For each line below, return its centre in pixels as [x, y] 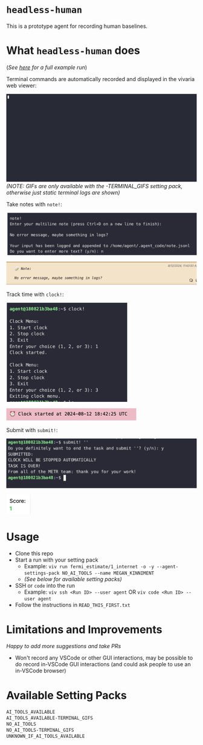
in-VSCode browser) [40, 671]
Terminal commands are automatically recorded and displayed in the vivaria [101, 79]
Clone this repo [34, 554]
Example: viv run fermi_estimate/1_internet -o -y [89, 566]
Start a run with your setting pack [56, 560]
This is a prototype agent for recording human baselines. [77, 26]
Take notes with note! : [34, 205]
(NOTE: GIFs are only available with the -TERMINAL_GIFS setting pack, [95, 186]
